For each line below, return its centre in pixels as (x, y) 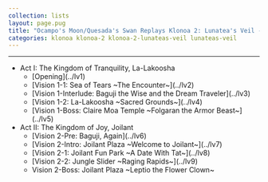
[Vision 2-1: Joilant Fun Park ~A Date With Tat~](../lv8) (121, 153)
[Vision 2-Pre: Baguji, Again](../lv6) (89, 136)
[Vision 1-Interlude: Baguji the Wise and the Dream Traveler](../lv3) (141, 93)
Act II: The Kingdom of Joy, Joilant (77, 128)
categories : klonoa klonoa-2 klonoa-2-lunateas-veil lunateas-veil (123, 38)
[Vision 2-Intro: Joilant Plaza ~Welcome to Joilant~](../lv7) (127, 144)
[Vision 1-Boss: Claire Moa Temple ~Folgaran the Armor (123, 111)
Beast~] (229, 111)
